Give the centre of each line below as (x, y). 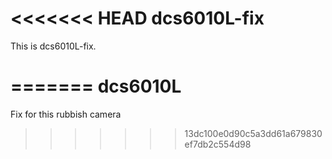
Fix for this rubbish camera (66, 114)
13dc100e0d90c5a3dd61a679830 (253, 133)
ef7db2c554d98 (218, 144)
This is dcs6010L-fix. (53, 46)
